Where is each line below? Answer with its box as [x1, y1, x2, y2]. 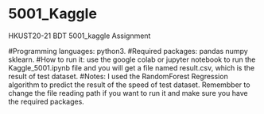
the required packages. [8, 97, 85, 106]
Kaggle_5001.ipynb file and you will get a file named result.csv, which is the [8, 63, 255, 72]
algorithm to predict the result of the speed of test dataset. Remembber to [8, 80, 250, 89]
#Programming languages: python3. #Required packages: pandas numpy [8, 46, 248, 55]
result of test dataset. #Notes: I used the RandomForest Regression [8, 71, 228, 81]
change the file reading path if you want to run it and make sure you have [8, 88, 248, 97]
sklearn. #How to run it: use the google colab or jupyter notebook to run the [8, 55, 256, 64]
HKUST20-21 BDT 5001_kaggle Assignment [8, 31, 151, 40]
